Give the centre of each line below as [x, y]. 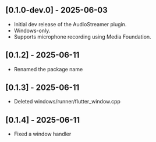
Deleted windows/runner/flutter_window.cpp [67, 102]
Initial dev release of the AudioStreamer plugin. [70, 24]
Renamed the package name [48, 69]
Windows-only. [32, 30]
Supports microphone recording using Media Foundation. [83, 37]
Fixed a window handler [42, 134]
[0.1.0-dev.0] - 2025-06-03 [57, 10]
